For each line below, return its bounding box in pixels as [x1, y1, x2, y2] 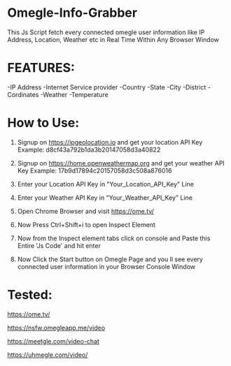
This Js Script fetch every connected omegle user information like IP [7, 28, 205, 36]
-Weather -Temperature [40, 90, 108, 98]
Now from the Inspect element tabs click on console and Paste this [17, 234, 211, 242]
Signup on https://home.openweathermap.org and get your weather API [17, 159, 225, 167]
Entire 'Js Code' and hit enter [17, 241, 101, 249]
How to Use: [7, 115, 80, 131]
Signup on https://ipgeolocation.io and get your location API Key [17, 138, 203, 146]
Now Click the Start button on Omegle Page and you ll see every [17, 255, 203, 263]
